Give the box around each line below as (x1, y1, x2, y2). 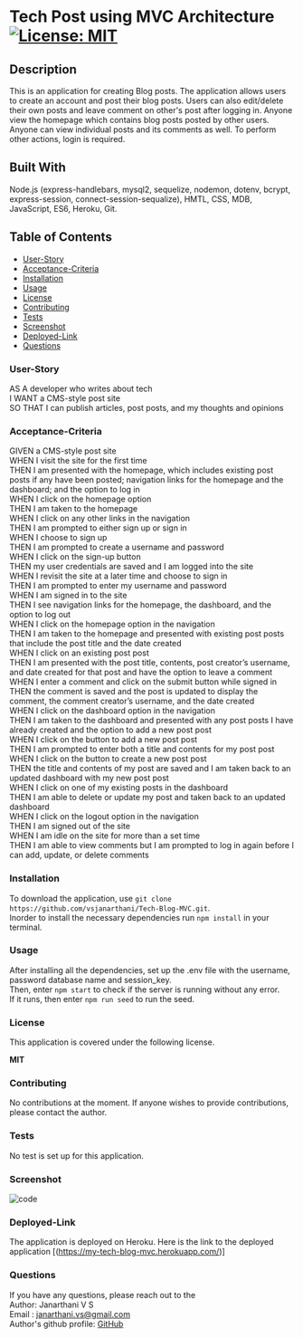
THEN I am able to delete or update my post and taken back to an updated (9, 792, 287, 803)
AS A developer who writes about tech (9, 383, 153, 394)
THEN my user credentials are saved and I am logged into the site (9, 561, 254, 572)
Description (9, 62, 77, 77)
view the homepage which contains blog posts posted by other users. (9, 115, 270, 125)
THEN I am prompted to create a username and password (9, 541, 224, 553)
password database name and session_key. (9, 974, 172, 985)
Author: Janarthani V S (9, 1299, 94, 1310)
